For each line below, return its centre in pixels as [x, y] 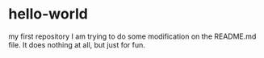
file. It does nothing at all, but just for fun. [77, 44]
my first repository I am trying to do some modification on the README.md [132, 36]
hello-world [48, 14]
